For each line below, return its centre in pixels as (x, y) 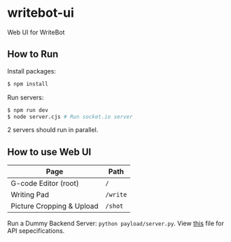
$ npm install (28, 84)
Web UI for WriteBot (36, 32)
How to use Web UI (49, 152)
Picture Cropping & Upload (55, 206)
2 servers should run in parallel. (53, 130)
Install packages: (31, 71)
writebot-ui (41, 13)
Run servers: (26, 97)
